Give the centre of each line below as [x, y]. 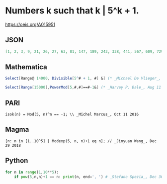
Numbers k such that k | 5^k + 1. [72, 11]
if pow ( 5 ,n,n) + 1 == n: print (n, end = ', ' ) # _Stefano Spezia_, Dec [85, 177]
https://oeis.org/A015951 [30, 24]
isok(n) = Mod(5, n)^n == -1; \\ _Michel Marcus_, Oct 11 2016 [72, 114]
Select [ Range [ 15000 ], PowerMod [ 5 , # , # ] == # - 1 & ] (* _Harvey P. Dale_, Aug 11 [83, 88]
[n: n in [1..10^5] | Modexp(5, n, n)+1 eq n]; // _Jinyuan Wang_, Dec [81, 141]
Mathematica [26, 67]
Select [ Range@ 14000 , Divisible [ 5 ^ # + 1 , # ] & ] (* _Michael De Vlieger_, [83, 79]
